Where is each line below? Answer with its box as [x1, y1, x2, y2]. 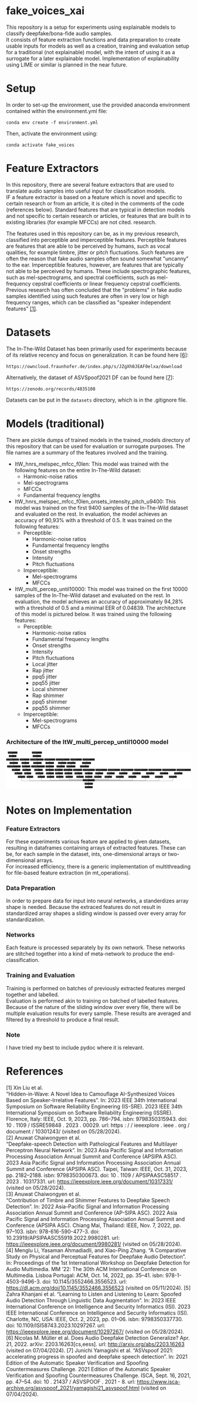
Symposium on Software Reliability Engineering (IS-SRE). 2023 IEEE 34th [6, 1103, 183, 1110]
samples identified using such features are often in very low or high [6, 293, 169, 300]
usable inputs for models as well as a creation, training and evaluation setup [6, 42, 189, 49]
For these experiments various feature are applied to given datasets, [6, 838, 171, 845]
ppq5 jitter [32, 673, 57, 680]
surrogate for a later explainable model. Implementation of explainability [6, 55, 180, 62]
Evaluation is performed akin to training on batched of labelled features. [6, 997, 180, 1004]
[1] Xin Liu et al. [6, 1084, 43, 1091]
